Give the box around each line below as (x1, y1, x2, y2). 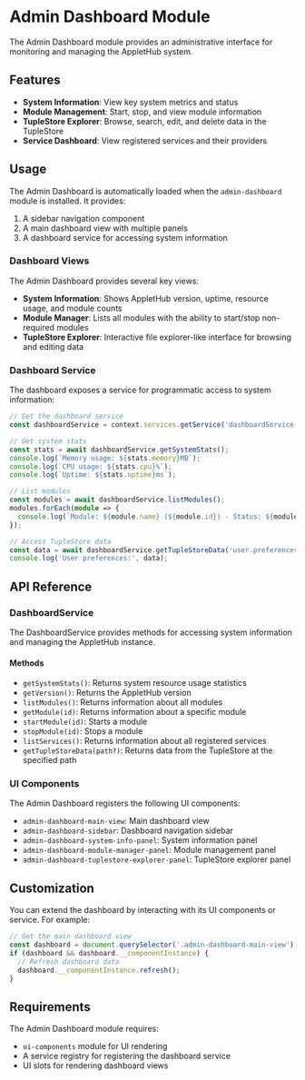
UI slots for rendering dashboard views (22, 1060, 169, 1071)
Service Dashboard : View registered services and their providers (22, 134, 268, 146)
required (22, 322, 55, 332)
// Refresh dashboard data (17, 956, 120, 966)
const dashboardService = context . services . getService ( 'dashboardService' (9, 421, 299, 430)
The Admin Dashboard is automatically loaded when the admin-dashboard (9, 185, 282, 196)
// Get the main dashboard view (9, 932, 132, 941)
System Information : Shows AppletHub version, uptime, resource (22, 292, 270, 303)
